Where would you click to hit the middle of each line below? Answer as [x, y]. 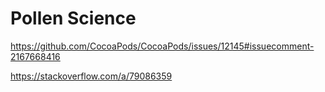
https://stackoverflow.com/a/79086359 [91, 76]
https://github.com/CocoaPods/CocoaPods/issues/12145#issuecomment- [162, 46]
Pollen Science [73, 18]
